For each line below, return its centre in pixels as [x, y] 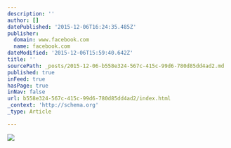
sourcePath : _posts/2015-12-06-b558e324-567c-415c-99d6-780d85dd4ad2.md [116, 66]
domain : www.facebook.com [52, 40]
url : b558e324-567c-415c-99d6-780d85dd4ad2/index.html [89, 99]
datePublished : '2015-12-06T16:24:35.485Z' [72, 27]
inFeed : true [26, 79]
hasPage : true [28, 86]
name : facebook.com [42, 46]
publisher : [23, 33]
